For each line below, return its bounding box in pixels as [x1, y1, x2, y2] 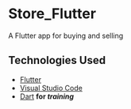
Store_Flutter [8, 5, 97, 23]
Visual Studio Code [19, 83, 83, 92]
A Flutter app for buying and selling [8, 31, 124, 40]
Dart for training [19, 92, 74, 101]
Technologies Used [8, 54, 106, 67]
